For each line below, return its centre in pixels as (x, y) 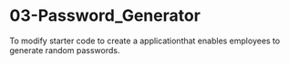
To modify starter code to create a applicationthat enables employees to (145, 41)
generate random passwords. (65, 50)
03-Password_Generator (105, 16)
